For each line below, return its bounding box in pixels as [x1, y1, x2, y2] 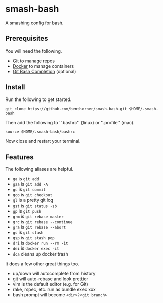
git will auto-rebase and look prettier [12, 276, 88, 282]
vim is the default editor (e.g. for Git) [12, 281, 88, 287]
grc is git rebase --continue [12, 219, 73, 225]
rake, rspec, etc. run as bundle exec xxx [12, 286, 96, 293]
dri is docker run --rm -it [12, 240, 68, 246]
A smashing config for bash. [5, 20, 64, 26]
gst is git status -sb [12, 203, 57, 209]
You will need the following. [5, 47, 62, 54]
